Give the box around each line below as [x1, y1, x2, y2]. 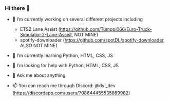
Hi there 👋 [5, 5, 30, 12]
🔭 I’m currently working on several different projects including [12, 16, 143, 23]
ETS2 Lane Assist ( [20, 26, 60, 32]
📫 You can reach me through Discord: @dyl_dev [12, 83, 116, 89]
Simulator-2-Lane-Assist [20, 32, 72, 38]
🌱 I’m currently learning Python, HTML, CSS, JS [12, 52, 114, 58]
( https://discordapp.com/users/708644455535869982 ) [12, 90, 130, 96]
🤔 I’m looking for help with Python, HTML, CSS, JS [12, 63, 119, 69]
